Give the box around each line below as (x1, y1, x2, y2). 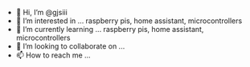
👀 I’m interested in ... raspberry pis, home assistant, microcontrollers (15, 16, 243, 26)
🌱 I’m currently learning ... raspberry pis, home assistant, (15, 25, 204, 33)
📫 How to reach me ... (15, 50, 91, 60)
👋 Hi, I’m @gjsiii (15, 8, 68, 17)
